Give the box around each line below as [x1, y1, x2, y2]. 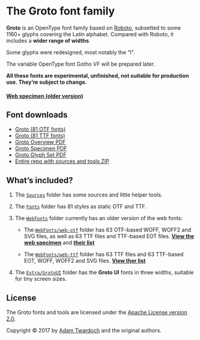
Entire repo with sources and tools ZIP [14, 158, 110, 165]
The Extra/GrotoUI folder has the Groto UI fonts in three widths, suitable [14, 269, 194, 276]
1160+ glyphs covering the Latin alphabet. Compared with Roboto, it [6, 30, 174, 37]
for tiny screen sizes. [14, 275, 67, 283]
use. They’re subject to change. [6, 78, 87, 86]
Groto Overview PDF [14, 139, 66, 146]
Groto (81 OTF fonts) [14, 125, 66, 133]
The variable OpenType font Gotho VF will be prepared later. [6, 60, 155, 68]
